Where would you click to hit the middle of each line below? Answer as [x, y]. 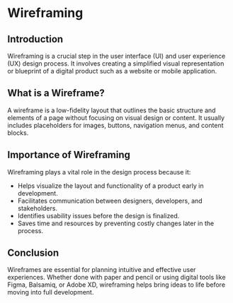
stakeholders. [38, 208]
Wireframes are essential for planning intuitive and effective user [102, 270]
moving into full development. [51, 292]
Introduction [35, 39]
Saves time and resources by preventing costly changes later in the [116, 223]
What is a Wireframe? [56, 93]
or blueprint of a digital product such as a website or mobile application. [112, 71]
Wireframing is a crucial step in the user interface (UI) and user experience [116, 56]
